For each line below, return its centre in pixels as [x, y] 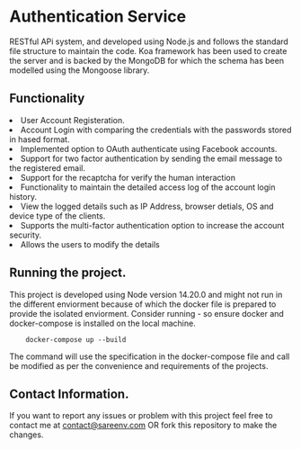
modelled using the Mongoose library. [80, 70]
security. [26, 235]
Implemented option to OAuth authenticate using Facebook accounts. [149, 148]
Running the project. [68, 273]
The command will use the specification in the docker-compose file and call [150, 356]
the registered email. [47, 167]
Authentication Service [98, 17]
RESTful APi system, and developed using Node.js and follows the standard [149, 41]
